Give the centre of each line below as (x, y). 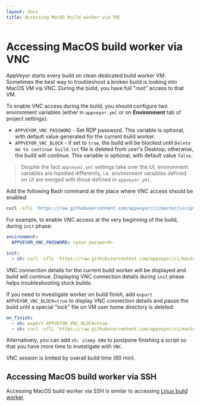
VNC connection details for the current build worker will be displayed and (96, 270)
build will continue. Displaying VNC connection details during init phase (95, 276)
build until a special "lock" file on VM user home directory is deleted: (90, 307)
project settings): (27, 119)
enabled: (17, 197)
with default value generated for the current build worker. (85, 137)
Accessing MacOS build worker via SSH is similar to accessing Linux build (97, 391)
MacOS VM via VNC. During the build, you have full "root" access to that (95, 88)
